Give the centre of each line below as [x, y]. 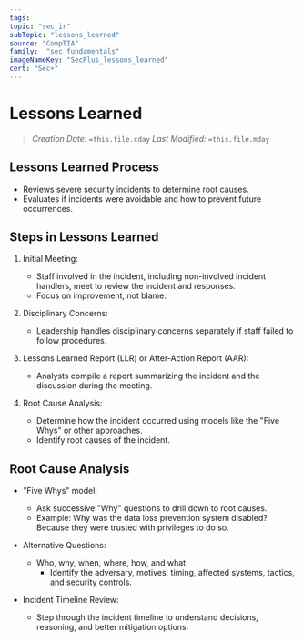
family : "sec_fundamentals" [65, 52]
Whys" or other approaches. [89, 431]
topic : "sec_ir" [40, 26]
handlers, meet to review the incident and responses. [136, 286]
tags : [20, 18]
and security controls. [91, 582]
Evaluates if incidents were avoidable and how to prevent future [142, 199]
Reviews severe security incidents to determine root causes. [136, 189]
